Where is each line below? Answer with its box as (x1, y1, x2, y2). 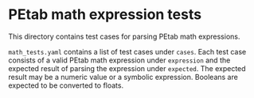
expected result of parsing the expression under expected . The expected (8, 63, 246, 73)
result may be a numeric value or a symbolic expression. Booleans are (8, 72, 239, 81)
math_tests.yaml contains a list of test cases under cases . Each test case (8, 47, 247, 56)
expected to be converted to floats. (8, 81, 124, 90)
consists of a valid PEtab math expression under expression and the (8, 55, 231, 65)
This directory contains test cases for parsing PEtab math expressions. (8, 32, 240, 41)
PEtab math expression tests (8, 6, 201, 24)
